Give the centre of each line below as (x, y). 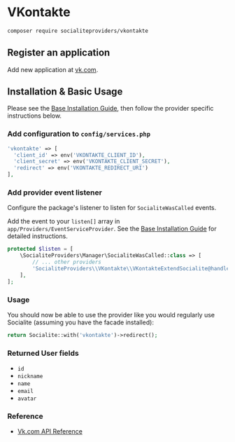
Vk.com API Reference (50, 431)
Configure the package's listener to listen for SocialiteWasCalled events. (112, 208)
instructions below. (34, 116)
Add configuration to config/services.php (79, 134)
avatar (27, 399)
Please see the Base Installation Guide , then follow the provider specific (111, 109)
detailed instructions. (37, 236)
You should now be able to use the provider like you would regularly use (111, 315)
